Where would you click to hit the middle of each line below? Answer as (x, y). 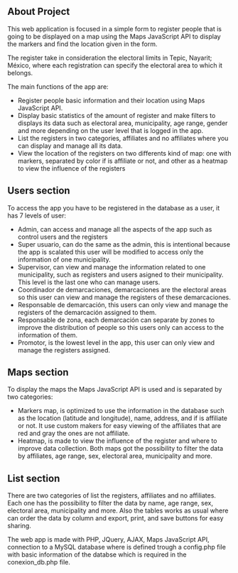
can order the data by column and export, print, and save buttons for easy (115, 518)
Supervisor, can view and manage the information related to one (112, 267)
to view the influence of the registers (71, 168)
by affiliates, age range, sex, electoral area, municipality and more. (115, 456)
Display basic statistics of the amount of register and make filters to (117, 115)
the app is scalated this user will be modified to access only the (110, 252)
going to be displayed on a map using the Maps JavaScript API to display (114, 36)
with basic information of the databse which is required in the (97, 555)
